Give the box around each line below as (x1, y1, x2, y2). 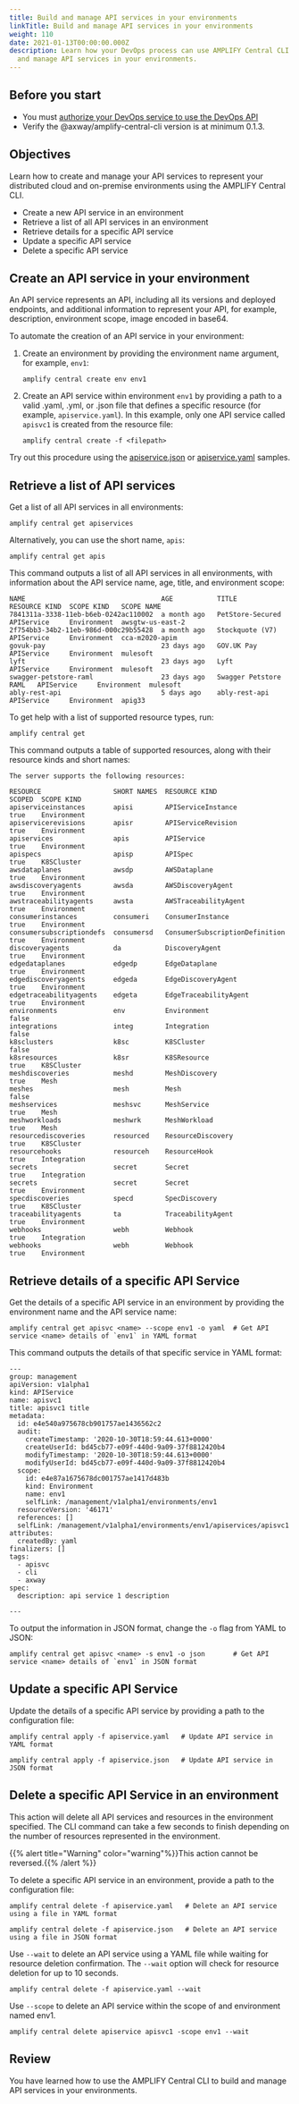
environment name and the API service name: (9, 1306, 177, 1317)
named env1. (9, 2009, 56, 2021)
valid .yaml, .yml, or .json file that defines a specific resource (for (21, 400, 262, 411)
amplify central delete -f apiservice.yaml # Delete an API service (9, 1901, 278, 1910)
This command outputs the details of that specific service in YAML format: (9, 1348, 283, 1358)
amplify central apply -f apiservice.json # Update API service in (9, 1755, 274, 1764)
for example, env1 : (21, 358, 89, 368)
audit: (17, 1427, 42, 1436)
